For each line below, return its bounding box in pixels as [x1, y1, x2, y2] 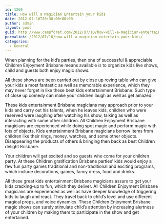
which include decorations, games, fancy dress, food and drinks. [5, 168, 136, 174]
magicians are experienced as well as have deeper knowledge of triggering [5, 188, 157, 194]
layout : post [5, 25, 32, 30]
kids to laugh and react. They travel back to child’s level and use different [5, 194, 152, 200]
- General [9, 44, 29, 48]
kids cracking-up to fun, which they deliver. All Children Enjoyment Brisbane [5, 183, 158, 189]
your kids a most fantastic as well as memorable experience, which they [5, 82, 150, 88]
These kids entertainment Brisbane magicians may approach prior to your [5, 102, 153, 108]
